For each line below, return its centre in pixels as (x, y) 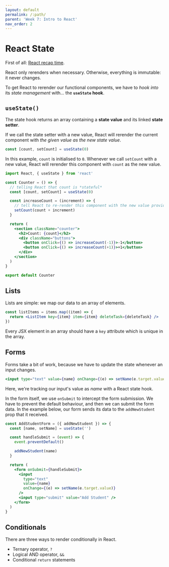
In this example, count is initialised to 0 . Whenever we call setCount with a (81, 158)
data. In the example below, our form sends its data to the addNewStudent (80, 409)
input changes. (21, 370)
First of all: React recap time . (35, 63)
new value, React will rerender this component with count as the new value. (83, 164)
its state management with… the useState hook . (55, 93)
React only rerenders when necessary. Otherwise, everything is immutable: (83, 72)
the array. (15, 336)
